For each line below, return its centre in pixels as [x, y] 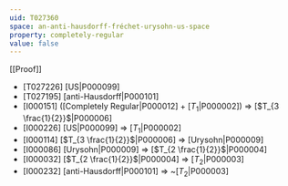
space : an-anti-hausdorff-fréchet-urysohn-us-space [109, 26]
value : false [34, 43]
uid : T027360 [34, 18]
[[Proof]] [26, 69]
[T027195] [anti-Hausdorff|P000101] [91, 97]
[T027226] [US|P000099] [71, 87]
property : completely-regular [67, 35]
